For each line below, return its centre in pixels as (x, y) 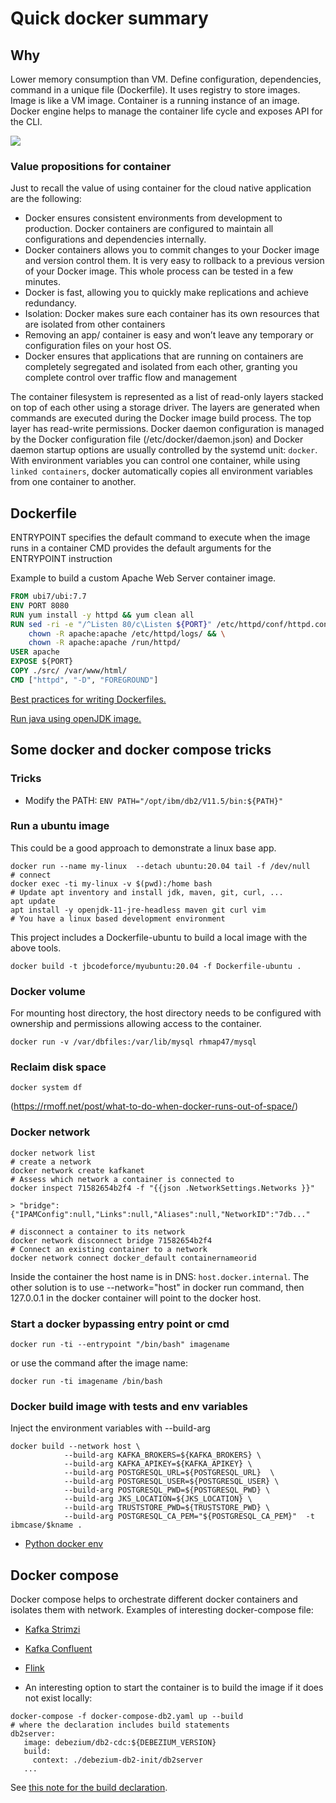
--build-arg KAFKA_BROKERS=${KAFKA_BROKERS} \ (162, 1455)
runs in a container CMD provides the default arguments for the (141, 548)
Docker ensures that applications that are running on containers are (164, 356)
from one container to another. (73, 482)
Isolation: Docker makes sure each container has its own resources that (172, 314)
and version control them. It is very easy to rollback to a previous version (174, 261)
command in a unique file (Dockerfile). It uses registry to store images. (155, 90)
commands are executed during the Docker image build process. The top (161, 418)
